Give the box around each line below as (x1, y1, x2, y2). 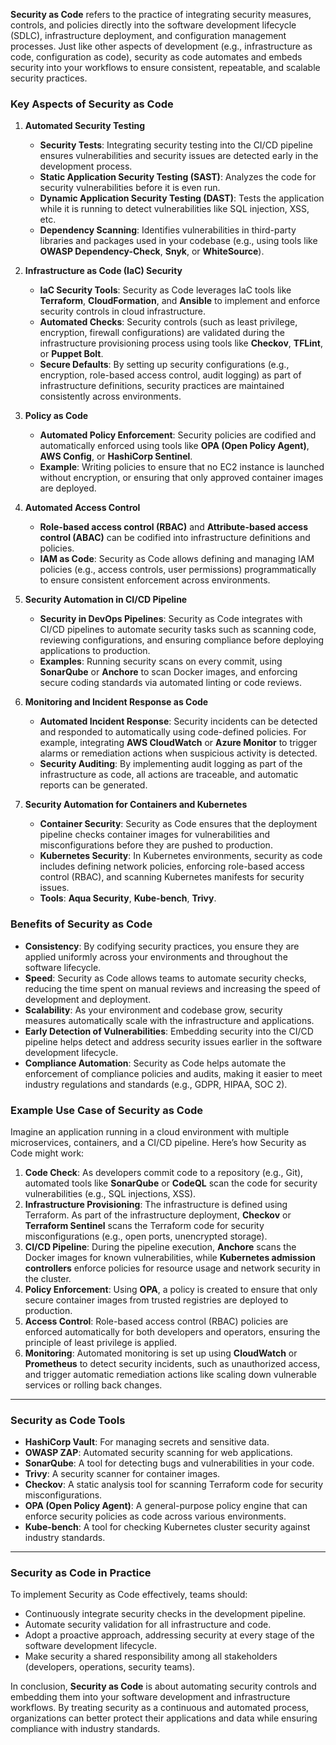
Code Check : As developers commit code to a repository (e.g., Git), (24, 1166, 304, 1178)
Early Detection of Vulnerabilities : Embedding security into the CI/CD (24, 1025, 314, 1037)
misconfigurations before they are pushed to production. (39, 839, 273, 851)
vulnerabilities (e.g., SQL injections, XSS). (24, 1187, 197, 1199)
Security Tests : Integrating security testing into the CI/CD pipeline (39, 139, 313, 151)
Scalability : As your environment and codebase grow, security (24, 1004, 283, 1016)
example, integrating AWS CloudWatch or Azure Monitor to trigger (39, 737, 318, 749)
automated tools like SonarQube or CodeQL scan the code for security (24, 1177, 318, 1189)
